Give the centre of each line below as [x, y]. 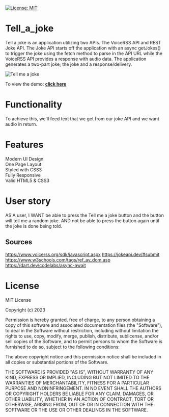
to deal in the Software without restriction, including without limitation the [82, 330]
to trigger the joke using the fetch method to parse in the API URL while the [84, 53]
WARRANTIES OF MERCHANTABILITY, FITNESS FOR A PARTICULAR [77, 383]
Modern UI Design [24, 159]
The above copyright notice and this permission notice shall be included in [83, 356]
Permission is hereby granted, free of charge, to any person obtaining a [80, 320]
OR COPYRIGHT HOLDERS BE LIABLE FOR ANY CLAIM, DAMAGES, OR [79, 394]
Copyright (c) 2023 [25, 310]
